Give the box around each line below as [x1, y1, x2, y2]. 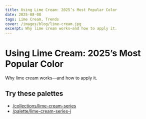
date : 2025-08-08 [5, 12, 41, 17]
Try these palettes [5, 89, 63, 98]
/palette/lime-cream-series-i [12, 108, 71, 114]
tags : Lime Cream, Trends [5, 17, 59, 22]
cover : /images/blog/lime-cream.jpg [5, 21, 81, 27]
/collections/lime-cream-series [12, 102, 76, 108]
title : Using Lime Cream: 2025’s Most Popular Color [5, 7, 117, 13]
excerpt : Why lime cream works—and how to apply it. [5, 26, 117, 31]
